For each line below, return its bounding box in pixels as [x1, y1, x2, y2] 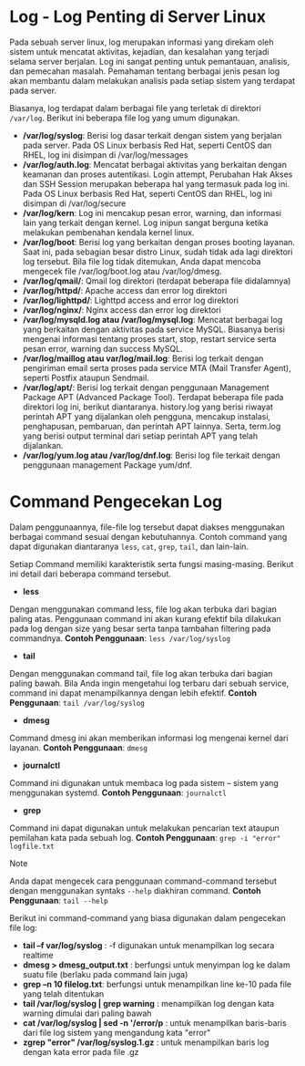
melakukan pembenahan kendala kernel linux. [22, 226, 195, 238]
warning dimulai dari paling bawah [22, 1008, 152, 1019]
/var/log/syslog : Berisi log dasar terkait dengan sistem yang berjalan [22, 129, 282, 140]
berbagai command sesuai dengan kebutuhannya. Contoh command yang [9, 531, 288, 542]
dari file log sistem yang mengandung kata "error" [22, 1027, 211, 1038]
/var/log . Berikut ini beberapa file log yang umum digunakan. [9, 112, 240, 123]
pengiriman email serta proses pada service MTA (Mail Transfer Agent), [22, 362, 291, 373]
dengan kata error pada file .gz [22, 1046, 139, 1057]
